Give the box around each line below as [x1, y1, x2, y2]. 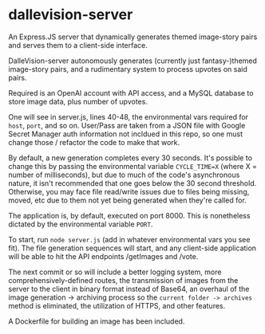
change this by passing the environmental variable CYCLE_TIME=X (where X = [8, 161, 258, 171]
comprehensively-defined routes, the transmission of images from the [8, 275, 239, 285]
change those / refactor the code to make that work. [8, 137, 180, 147]
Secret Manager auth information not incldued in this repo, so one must [8, 129, 243, 139]
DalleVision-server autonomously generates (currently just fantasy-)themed [8, 56, 258, 65]
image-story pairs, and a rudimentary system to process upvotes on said [8, 64, 247, 73]
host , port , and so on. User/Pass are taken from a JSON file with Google [8, 120, 246, 130]
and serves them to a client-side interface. [8, 40, 148, 49]
